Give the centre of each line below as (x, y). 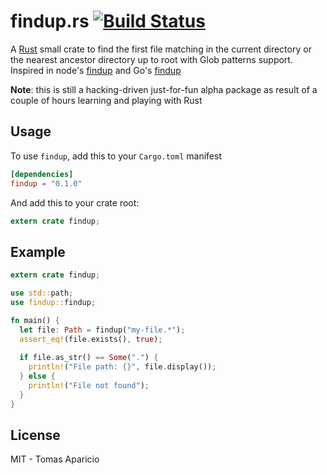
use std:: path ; (42, 293)
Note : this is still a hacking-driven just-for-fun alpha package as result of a (164, 89)
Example (38, 251)
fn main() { (35, 320)
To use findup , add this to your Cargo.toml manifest (116, 156)
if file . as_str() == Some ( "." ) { (89, 358)
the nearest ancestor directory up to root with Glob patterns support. (151, 59)
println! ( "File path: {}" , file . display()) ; (122, 367)
